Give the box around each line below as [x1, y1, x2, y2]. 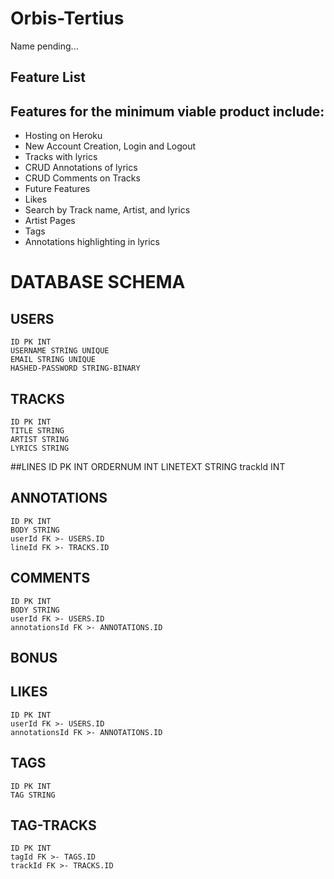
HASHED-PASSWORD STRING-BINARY [10, 363, 141, 374]
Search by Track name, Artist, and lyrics [24, 204, 191, 216]
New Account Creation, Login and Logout [24, 140, 197, 152]
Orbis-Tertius [10, 7, 125, 30]
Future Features [24, 183, 91, 195]
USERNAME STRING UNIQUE [10, 346, 110, 356]
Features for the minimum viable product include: [10, 103, 325, 120]
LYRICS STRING [10, 443, 70, 453]
